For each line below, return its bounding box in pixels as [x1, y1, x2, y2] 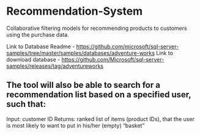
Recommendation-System [6, 4, 143, 18]
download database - [6, 56, 61, 63]
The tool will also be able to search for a [6, 80, 161, 90]
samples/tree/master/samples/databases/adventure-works [6, 49, 155, 56]
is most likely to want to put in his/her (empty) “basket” [6, 122, 145, 129]
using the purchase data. [6, 31, 69, 38]
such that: [6, 99, 46, 109]
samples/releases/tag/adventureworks [6, 62, 104, 70]
